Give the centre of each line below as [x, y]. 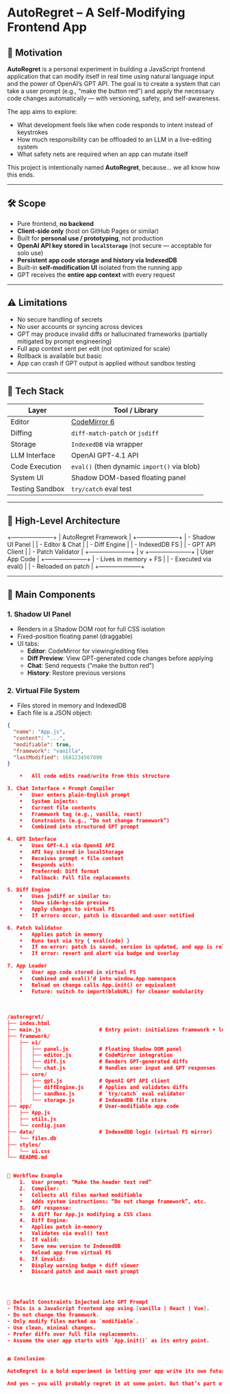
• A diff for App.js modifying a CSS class [86, 1214]
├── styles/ [24, 1145]
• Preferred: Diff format [59, 871]
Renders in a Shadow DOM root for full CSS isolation [91, 629]
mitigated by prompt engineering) [64, 341]
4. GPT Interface [32, 840]
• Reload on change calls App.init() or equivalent [98, 985]
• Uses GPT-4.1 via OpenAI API [67, 846]
